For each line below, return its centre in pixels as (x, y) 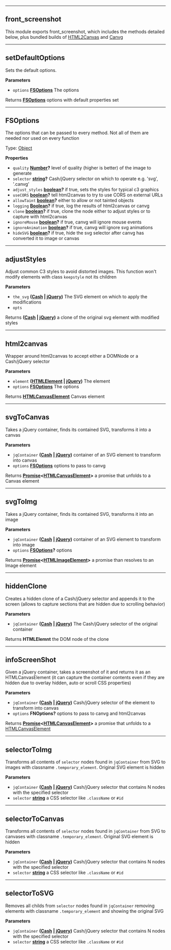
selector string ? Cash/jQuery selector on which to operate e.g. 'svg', (85, 179)
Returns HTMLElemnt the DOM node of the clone (57, 639)
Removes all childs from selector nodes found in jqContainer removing (80, 906)
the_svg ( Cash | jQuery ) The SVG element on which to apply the (80, 297)
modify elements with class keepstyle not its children (61, 277)
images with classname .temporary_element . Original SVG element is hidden (85, 767)
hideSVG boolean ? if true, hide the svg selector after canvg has (78, 233)
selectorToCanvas (35, 819)
